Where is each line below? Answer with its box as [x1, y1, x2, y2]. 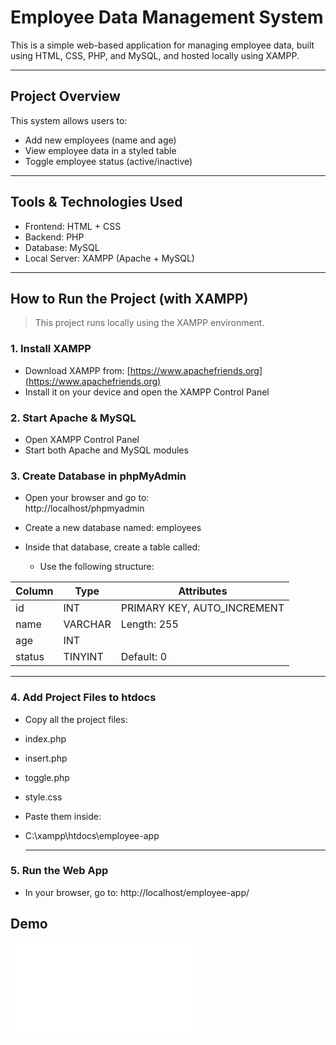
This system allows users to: [10, 114, 128, 126]
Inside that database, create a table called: [24, 541, 201, 553]
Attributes [178, 584, 228, 598]
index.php [24, 732, 67, 745]
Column [15, 584, 54, 598]
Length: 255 [120, 617, 179, 631]
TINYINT [63, 650, 104, 664]
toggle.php [24, 771, 70, 783]
